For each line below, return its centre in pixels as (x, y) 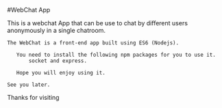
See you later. (29, 85)
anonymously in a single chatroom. (57, 30)
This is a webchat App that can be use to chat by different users (98, 23)
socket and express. (58, 61)
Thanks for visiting (33, 97)
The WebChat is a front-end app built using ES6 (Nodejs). (93, 43)
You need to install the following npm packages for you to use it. (116, 55)
